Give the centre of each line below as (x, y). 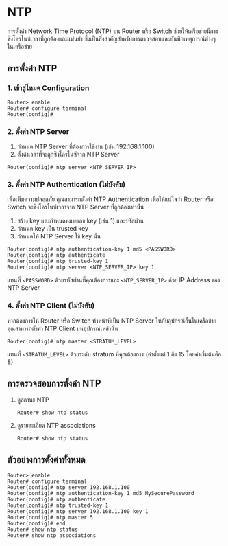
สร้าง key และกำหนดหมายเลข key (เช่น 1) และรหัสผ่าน (80, 221)
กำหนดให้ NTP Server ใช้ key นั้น (59, 236)
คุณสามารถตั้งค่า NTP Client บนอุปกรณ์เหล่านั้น (63, 328)
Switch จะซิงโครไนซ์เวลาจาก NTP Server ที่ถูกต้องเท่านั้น (76, 207)
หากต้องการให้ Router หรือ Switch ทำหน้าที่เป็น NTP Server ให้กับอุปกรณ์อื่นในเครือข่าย (112, 321)
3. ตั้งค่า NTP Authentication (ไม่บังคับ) (66, 184)
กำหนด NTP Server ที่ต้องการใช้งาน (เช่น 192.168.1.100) (86, 146)
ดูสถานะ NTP (33, 400)
